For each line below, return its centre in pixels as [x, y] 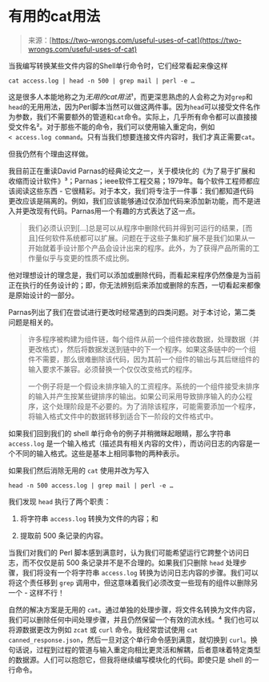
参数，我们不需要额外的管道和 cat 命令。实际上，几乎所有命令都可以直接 [132, 116]
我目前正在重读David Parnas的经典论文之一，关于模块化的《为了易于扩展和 [132, 171]
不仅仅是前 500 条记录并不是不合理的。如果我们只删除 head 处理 [134, 563]
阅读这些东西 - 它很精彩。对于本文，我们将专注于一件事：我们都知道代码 [134, 191]
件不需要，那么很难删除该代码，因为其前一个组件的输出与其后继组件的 [144, 359]
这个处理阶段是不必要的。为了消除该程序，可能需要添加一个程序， [151, 406]
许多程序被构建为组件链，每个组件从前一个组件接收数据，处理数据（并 [144, 339]
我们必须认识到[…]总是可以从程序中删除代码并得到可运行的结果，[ [137, 228]
